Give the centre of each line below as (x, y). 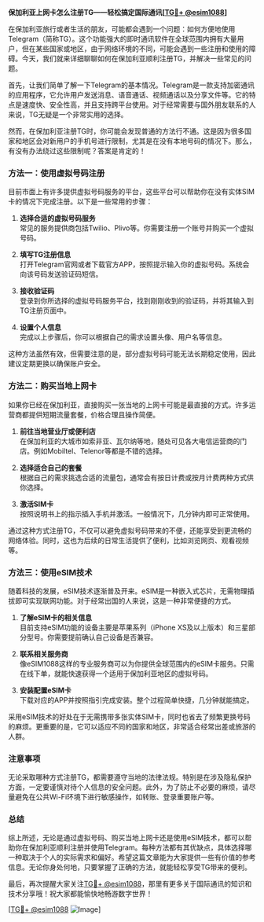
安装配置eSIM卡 (46, 690)
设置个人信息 (40, 327)
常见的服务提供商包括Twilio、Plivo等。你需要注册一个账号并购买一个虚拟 (136, 228)
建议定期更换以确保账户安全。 (56, 364)
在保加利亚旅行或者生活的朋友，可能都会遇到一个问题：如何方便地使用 (122, 29)
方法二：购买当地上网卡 (52, 386)
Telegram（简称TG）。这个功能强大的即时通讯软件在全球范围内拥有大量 (123, 39)
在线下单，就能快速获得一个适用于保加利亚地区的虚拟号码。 (116, 673)
